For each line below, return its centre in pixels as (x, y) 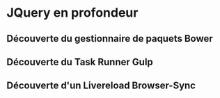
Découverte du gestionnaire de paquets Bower (110, 39)
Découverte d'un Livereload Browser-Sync (101, 86)
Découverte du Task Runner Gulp (80, 62)
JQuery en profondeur (72, 13)
